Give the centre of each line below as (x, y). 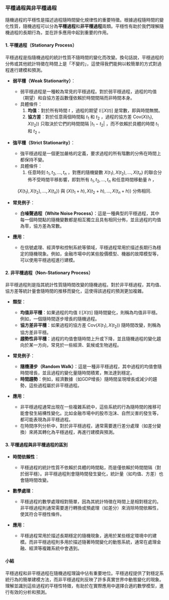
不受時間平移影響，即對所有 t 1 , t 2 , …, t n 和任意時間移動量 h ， (94, 180)
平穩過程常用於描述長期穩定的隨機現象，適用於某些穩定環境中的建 (88, 536)
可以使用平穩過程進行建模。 (49, 260)
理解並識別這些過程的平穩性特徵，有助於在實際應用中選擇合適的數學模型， (82, 586)
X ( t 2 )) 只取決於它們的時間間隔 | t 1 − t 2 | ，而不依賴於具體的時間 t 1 (93, 124)
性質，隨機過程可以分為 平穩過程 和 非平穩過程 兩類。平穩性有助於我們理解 (84, 26)
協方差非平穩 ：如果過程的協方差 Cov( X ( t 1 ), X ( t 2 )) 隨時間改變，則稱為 (90, 326)
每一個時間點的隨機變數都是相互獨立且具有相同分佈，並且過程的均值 (91, 220)
